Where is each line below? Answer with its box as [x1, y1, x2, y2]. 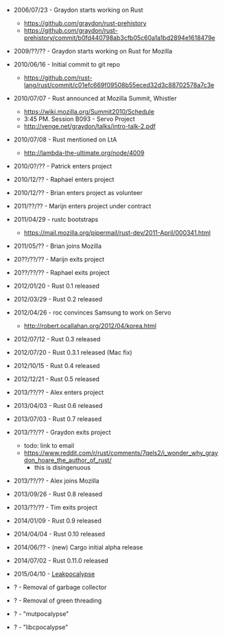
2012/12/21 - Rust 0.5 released [13, 375, 99, 383]
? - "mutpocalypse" [13, 610, 69, 617]
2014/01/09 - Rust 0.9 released [13, 516, 102, 525]
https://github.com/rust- [23, 73, 93, 82]
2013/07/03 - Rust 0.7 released [13, 415, 102, 423]
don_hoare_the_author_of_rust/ [23, 456, 112, 464]
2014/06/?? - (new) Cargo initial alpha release [13, 543, 143, 551]
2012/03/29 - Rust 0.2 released [13, 295, 103, 303]
